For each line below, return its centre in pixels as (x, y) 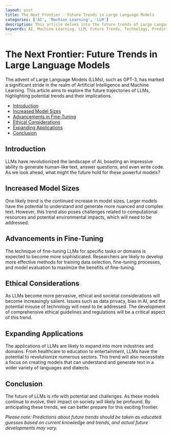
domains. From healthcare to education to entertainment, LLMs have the (81, 351)
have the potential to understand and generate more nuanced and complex (84, 206)
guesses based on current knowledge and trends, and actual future (77, 422)
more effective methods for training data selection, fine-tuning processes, (83, 262)
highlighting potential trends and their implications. (59, 96)
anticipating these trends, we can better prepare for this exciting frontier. (82, 407)
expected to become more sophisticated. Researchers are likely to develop (84, 256)
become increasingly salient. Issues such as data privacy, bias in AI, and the (85, 301)
